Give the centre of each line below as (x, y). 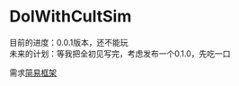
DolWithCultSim (71, 17)
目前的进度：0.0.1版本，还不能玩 (69, 42)
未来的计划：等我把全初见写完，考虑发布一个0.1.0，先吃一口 (120, 53)
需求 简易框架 (33, 73)
